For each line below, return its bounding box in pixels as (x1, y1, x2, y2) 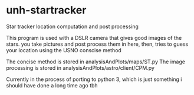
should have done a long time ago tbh (6, 82, 98, 89)
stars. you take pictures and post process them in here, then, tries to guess (6, 40, 189, 48)
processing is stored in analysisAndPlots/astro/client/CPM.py (6, 64, 155, 71)
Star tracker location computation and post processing (6, 23, 139, 30)
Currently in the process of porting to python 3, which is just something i (6, 76, 182, 83)
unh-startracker (6, 4, 87, 17)
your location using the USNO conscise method (6, 46, 122, 53)
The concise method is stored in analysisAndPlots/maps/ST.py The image (6, 58, 186, 65)
